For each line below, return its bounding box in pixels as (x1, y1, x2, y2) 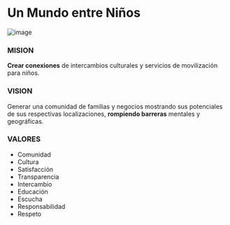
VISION (7, 86, 33, 96)
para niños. (7, 68, 40, 78)
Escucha (17, 194, 43, 203)
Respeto (17, 210, 42, 218)
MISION (7, 45, 34, 55)
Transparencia (17, 173, 59, 181)
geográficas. (7, 117, 44, 125)
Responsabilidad (17, 202, 66, 210)
